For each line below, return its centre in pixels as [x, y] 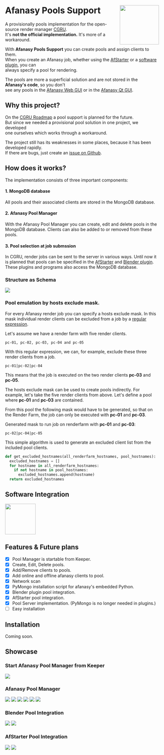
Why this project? [32, 105]
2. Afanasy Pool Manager [31, 213]
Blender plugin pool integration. [44, 592]
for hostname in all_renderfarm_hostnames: [54, 466]
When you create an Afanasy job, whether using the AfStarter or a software [81, 59]
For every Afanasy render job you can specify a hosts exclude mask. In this [81, 313]
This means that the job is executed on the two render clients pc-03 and [78, 375]
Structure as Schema [31, 280]
